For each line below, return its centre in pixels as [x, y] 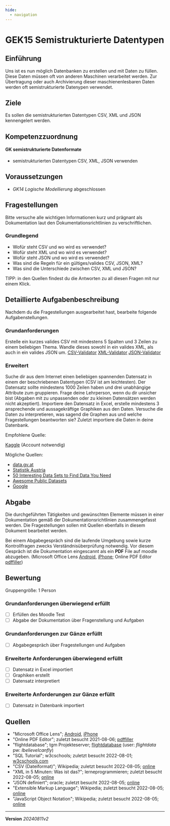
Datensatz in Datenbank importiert [48, 706]
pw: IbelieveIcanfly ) [33, 750]
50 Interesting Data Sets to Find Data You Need [62, 475]
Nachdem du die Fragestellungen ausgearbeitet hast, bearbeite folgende [81, 312]
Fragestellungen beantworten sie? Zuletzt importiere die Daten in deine [79, 420]
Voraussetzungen [34, 177]
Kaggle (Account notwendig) [35, 445]
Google [20, 486]
